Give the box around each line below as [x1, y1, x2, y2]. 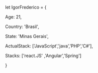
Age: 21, [5, 14, 22, 19]
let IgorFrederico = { [5, 4, 47, 10]
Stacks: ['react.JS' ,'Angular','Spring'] [5, 52, 82, 58]
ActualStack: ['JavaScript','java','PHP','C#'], [5, 43, 93, 49]
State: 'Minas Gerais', [5, 33, 49, 39]
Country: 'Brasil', [5, 23, 39, 29]
